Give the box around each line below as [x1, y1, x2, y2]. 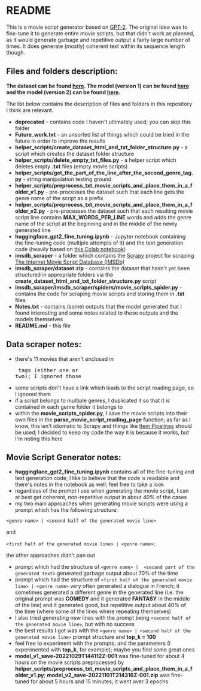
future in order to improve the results [14, 137, 106, 144]
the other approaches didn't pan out [6, 552, 96, 559]
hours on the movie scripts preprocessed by [14, 659, 124, 666]
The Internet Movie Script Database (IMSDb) [14, 258, 125, 265]
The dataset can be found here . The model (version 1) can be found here [6, 82, 190, 89]
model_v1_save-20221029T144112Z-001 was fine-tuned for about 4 [14, 653, 185, 660]
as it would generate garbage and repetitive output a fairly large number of [6, 36, 190, 43]
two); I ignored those [14, 373, 82, 379]
